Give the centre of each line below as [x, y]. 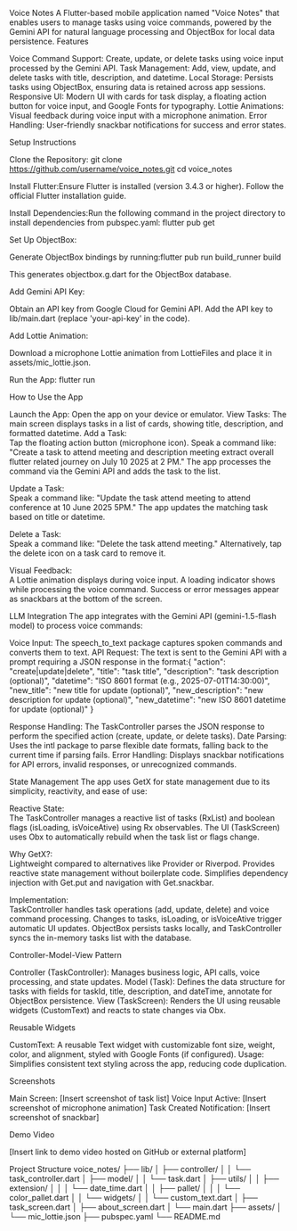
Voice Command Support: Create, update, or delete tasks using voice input [147, 58]
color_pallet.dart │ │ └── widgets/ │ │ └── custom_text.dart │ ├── [133, 1198]
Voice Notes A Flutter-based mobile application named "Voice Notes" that [144, 13]
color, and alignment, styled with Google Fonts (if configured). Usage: [137, 1054]
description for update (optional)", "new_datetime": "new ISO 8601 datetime [148, 700]
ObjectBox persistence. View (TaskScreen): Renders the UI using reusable [145, 1001]
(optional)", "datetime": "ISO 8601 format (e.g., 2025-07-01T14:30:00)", [140, 681]
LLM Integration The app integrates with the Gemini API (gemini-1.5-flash [143, 616]
